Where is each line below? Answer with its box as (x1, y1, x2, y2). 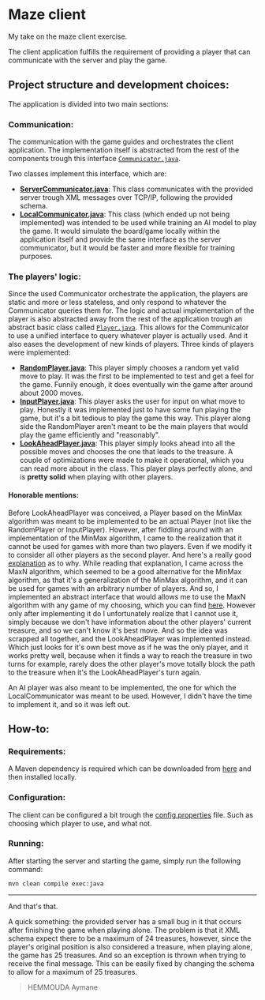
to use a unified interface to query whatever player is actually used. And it (8, 331, 248, 340)
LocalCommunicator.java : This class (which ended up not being (19, 209, 230, 219)
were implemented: (8, 348, 71, 357)
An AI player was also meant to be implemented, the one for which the (8, 682, 237, 692)
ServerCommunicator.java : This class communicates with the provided (19, 184, 254, 194)
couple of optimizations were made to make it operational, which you (19, 456, 244, 465)
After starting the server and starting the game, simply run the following (8, 855, 241, 866)
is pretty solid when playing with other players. (19, 472, 174, 482)
